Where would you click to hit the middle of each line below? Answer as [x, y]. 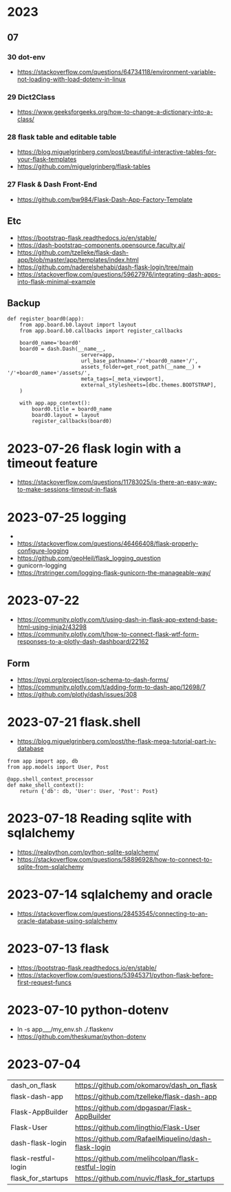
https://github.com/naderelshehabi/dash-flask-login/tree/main [105, 267]
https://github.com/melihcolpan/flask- [137, 1158]
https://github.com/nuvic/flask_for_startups [145, 1178]
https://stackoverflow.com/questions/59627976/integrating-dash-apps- [119, 274]
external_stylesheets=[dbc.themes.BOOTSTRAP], [148, 385]
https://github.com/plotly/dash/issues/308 [77, 695]
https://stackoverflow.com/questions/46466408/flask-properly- [108, 543]
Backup [24, 303]
